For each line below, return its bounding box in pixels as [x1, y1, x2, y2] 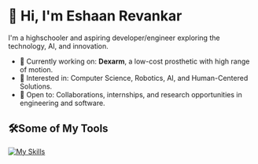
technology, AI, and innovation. [8, 41, 109, 50]
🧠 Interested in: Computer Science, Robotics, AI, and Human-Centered [19, 73, 249, 82]
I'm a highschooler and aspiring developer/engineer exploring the [8, 33, 220, 42]
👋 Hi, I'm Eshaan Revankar [8, 7, 182, 25]
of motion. [19, 64, 53, 74]
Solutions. [19, 82, 53, 91]
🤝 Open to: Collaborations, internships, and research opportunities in [19, 89, 242, 99]
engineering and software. [19, 98, 105, 108]
